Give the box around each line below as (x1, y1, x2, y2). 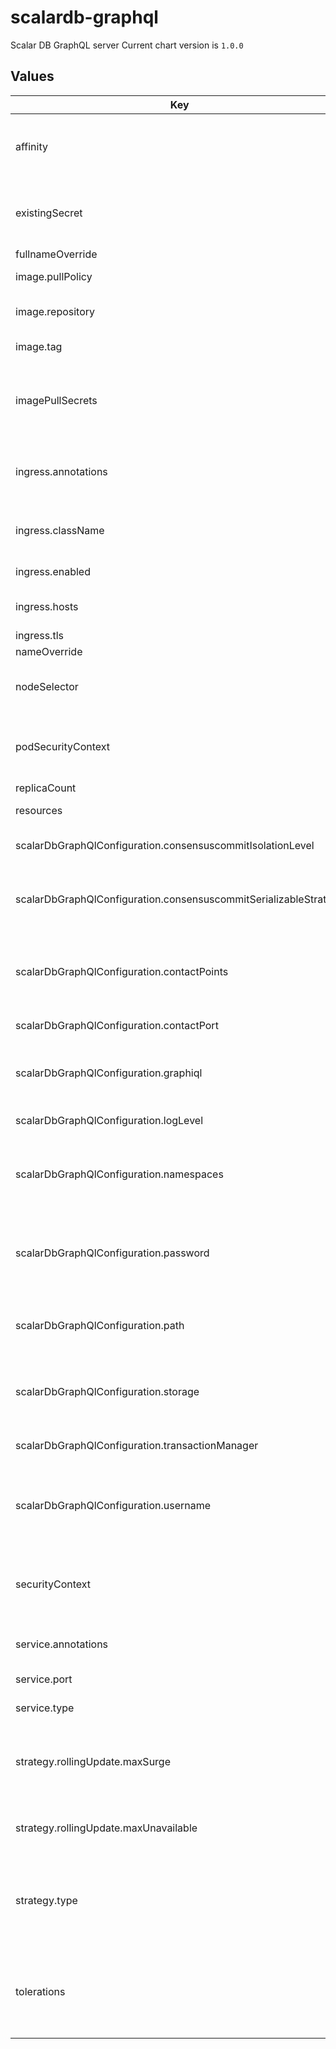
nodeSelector (15, 679, 79, 693)
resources (15, 803, 63, 817)
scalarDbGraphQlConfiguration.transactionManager (15, 1438, 259, 1452)
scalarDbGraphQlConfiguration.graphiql (15, 1066, 203, 1080)
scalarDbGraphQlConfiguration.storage (15, 1384, 200, 1398)
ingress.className (15, 523, 105, 537)
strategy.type (15, 1893, 78, 1907)
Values (10, 68, 55, 85)
